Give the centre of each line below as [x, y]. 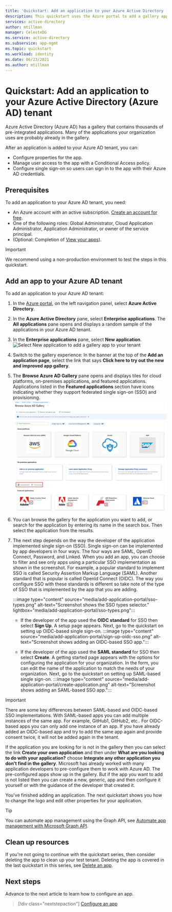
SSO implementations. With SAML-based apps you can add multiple [77, 716]
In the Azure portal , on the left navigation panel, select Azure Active [85, 303]
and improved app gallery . [41, 366]
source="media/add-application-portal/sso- [111, 599]
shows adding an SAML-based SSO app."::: [66, 690]
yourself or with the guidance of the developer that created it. [70, 785]
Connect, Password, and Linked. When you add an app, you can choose [89, 557]
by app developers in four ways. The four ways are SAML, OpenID [82, 552]
